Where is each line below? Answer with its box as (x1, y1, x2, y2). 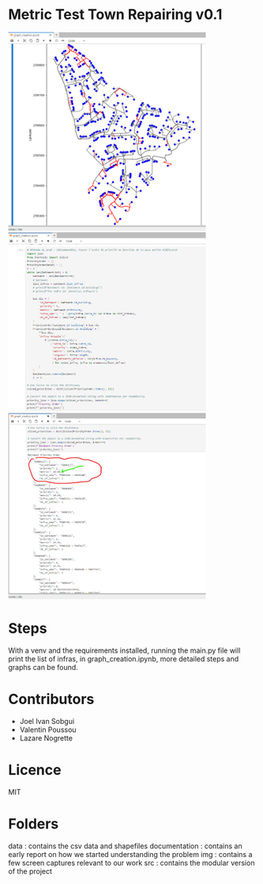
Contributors (8, 691, 95, 708)
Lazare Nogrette (19, 733, 73, 743)
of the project (8, 866, 53, 876)
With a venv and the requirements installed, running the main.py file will (8, 646, 241, 655)
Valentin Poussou (19, 725, 77, 734)
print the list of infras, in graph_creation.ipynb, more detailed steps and (8, 654, 239, 664)
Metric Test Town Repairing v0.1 (8, 6, 223, 24)
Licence (8, 761, 62, 779)
